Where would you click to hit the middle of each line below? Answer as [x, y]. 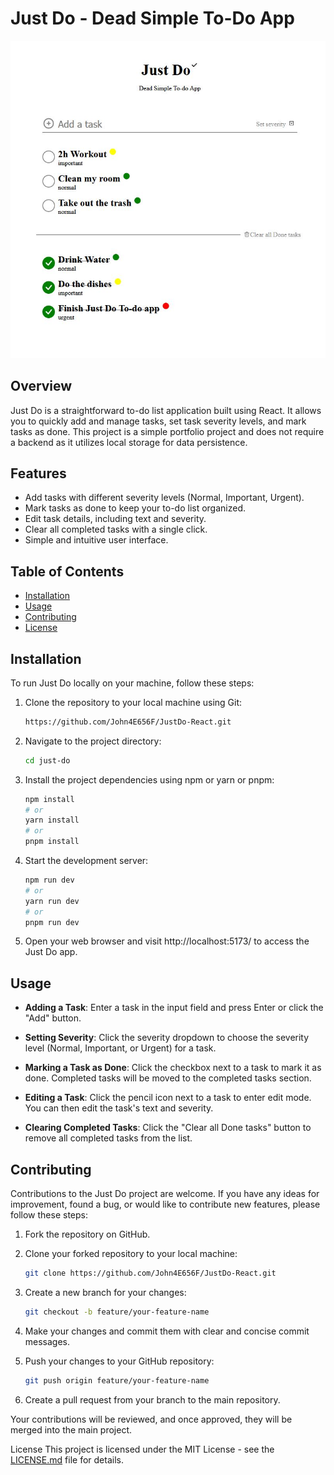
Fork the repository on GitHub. [87, 1234]
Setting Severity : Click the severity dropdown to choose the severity [167, 1038]
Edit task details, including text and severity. [115, 519]
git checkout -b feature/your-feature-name [117, 1312]
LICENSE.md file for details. [67, 1459]
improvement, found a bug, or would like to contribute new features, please [165, 1204]
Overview [41, 386]
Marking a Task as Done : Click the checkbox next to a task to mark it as [173, 1068]
